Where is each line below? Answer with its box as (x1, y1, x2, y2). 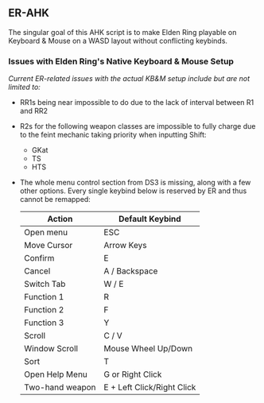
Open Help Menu (23, 369, 87, 380)
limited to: (8, 83, 41, 92)
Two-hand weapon (23, 382, 97, 393)
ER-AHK (8, 6, 50, 20)
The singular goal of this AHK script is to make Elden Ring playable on (8, 27, 237, 37)
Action (47, 214, 73, 225)
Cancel (23, 265, 51, 277)
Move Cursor (23, 240, 73, 251)
